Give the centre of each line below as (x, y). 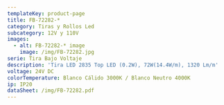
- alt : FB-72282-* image (49, 46)
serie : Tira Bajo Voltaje (44, 59)
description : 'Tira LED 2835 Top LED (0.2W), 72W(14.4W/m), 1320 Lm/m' (113, 65)
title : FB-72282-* (34, 20)
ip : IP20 (20, 84)
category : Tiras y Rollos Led (51, 26)
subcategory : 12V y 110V (43, 33)
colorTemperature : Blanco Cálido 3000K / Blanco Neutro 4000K (99, 78)
